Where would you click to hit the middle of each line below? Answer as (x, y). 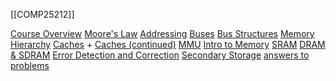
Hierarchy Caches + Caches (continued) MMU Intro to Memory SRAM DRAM (168, 44)
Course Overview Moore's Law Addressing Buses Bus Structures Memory (162, 33)
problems (30, 65)
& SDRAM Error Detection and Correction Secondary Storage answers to (160, 55)
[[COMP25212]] (42, 14)
